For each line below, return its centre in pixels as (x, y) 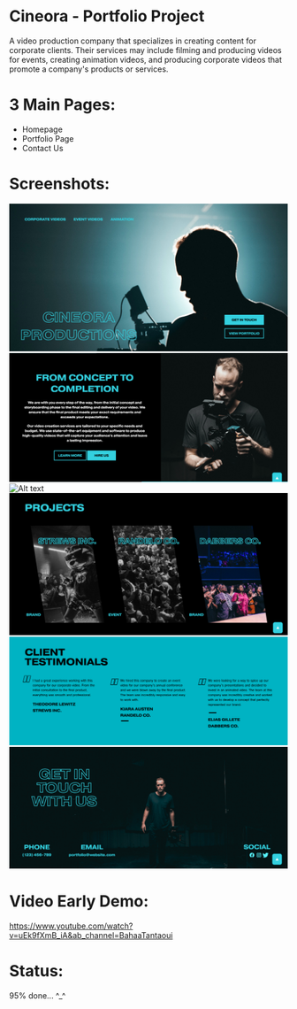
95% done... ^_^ (38, 996)
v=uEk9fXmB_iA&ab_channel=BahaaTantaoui (91, 936)
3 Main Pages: (63, 105)
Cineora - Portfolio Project (107, 16)
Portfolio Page (48, 138)
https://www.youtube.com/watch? (71, 926)
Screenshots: (60, 184)
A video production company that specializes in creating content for (133, 41)
